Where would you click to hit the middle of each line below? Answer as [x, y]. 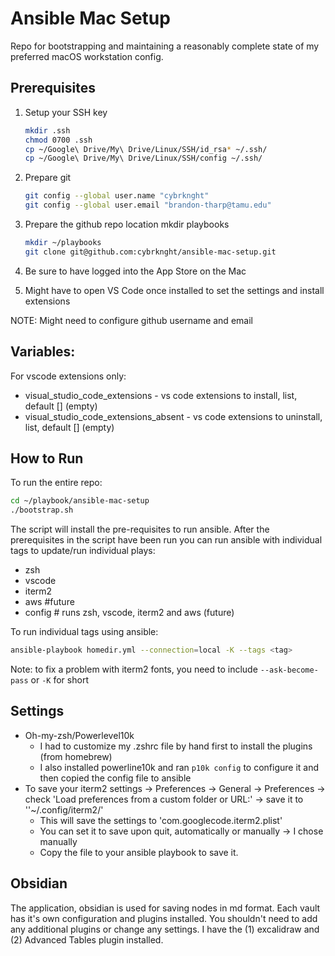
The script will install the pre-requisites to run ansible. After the [140, 529]
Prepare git [48, 178]
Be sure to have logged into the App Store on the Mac [135, 271]
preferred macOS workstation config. [87, 56]
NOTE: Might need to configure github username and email [131, 320]
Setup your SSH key [66, 112]
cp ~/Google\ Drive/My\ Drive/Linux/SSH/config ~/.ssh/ [143, 158]
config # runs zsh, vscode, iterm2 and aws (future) [129, 613]
